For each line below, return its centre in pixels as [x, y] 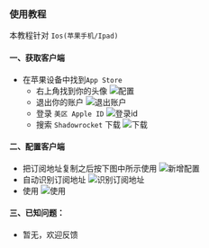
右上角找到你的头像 [72, 91]
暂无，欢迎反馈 [50, 235]
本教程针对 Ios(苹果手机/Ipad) [64, 35]
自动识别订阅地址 [54, 179]
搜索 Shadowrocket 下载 [78, 124]
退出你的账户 [59, 102]
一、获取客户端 [37, 58]
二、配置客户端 [37, 146]
